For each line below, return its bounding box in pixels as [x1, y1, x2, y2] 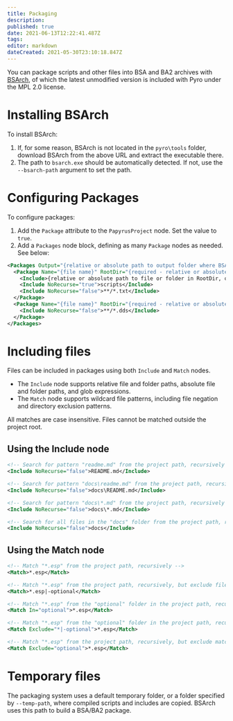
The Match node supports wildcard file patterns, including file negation [17, 395, 218, 403]
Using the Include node [7, 442, 110, 455]
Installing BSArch [7, 107, 110, 123]
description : [7, 17, 45, 24]
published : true [7, 23, 54, 30]
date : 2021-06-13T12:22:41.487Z [7, 29, 101, 37]
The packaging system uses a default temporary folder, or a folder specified [7, 691, 225, 699]
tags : [7, 36, 23, 43]
